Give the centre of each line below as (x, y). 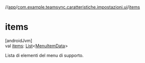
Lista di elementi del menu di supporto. (44, 55)
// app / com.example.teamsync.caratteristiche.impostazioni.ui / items (73, 7)
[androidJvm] (19, 40)
